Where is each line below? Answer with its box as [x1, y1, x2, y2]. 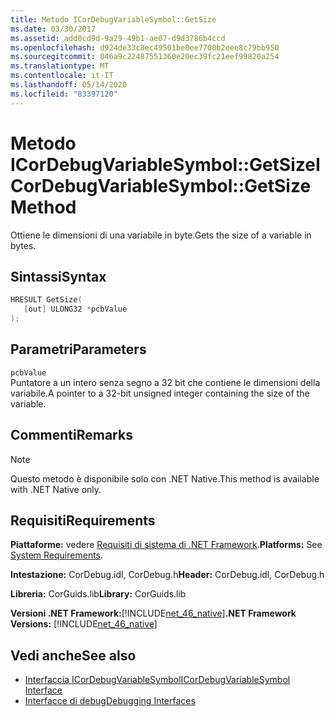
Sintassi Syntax [10, 268, 107, 285]
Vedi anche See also [10, 647, 137, 664]
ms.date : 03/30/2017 [10, 24, 97, 34]
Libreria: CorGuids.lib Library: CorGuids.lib [10, 588, 187, 600]
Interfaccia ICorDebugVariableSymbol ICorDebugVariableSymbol [24, 674, 291, 686]
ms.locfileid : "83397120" [10, 89, 118, 99]
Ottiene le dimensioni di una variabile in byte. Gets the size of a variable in [10, 229, 312, 241]
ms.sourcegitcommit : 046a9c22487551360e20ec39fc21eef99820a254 [10, 52, 280, 62]
